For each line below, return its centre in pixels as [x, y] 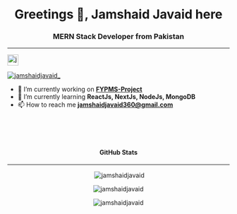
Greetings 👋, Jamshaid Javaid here [119, 14]
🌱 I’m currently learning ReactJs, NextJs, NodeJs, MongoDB [107, 97]
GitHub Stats [119, 153]
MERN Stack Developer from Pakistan [119, 37]
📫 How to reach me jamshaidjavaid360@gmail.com [95, 105]
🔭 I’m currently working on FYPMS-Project [80, 89]
